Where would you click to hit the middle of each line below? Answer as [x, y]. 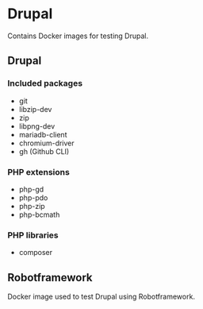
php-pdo [33, 197]
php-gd [31, 189]
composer [36, 253]
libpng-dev [37, 126]
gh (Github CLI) [44, 151]
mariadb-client [43, 134]
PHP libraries [33, 235]
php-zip [32, 206]
